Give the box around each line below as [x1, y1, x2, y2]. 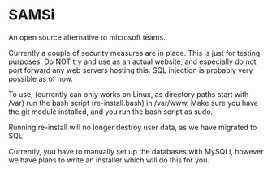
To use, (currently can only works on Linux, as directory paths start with [8, 89, 249, 99]
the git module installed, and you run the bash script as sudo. [8, 107, 214, 116]
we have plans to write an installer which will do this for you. [8, 155, 209, 165]
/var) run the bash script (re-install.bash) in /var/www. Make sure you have [8, 98, 258, 108]
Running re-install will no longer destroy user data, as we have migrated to [8, 122, 257, 132]
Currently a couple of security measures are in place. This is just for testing [8, 48, 261, 57]
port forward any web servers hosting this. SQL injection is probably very [8, 65, 253, 74]
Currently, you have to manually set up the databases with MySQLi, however [8, 146, 264, 156]
